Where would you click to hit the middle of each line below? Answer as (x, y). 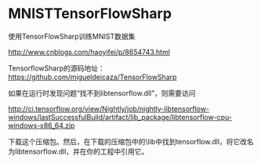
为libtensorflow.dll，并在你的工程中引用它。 (78, 151)
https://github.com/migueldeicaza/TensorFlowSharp (92, 77)
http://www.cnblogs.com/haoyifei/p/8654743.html (89, 52)
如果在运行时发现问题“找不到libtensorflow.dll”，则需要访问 (102, 93)
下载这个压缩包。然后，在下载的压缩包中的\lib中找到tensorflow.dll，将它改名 (131, 141)
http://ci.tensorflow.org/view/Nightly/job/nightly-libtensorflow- (109, 109)
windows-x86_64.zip (42, 125)
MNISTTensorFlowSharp (90, 14)
